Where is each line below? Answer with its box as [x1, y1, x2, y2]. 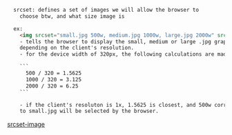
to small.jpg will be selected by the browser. [19, 107, 159, 115]
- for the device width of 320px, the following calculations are [19, 51, 215, 58]
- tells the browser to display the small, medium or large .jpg [19, 38, 212, 45]
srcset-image [7, 121, 45, 129]
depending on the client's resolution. [19, 45, 135, 52]
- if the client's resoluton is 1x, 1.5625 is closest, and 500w [19, 101, 212, 108]
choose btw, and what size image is [19, 12, 126, 20]
